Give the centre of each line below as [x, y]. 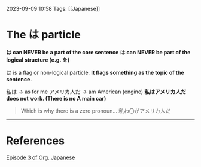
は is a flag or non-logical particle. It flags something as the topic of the [95, 72]
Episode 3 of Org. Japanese [41, 157]
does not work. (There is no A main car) [56, 98]
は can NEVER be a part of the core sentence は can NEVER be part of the [98, 52]
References [35, 141]
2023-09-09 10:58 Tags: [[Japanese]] [53, 9]
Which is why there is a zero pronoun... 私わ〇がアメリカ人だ [96, 111]
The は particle [43, 35]
